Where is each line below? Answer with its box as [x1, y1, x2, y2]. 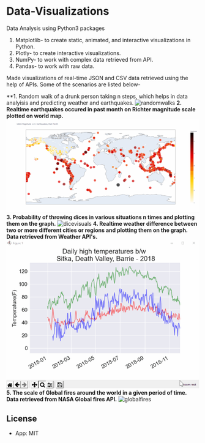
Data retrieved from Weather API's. [6, 233, 98, 240]
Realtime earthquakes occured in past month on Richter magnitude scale [6, 105, 196, 113]
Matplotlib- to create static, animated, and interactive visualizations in [15, 36, 191, 43]
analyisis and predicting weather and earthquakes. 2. [6, 99, 182, 106]
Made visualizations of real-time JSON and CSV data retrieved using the [6, 74, 188, 81]
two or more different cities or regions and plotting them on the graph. [6, 226, 188, 234]
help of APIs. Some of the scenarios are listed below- [6, 81, 141, 88]
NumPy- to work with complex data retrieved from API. [15, 56, 154, 63]
